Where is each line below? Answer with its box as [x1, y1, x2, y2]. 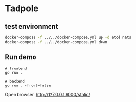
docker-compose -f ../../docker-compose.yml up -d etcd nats [5, 35, 132, 40]
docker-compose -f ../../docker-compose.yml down [5, 39, 108, 44]
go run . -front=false [5, 83, 51, 88]
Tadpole [5, 3, 39, 14]
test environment [5, 22, 58, 31]
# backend [5, 79, 25, 84]
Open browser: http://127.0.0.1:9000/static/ [5, 91, 91, 97]
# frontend [5, 66, 27, 71]
